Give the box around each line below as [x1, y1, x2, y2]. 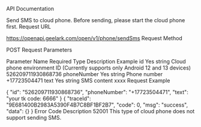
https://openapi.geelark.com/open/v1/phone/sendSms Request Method [6, 35, 183, 41]
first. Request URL [6, 23, 52, 30]
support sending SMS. [6, 114, 62, 121]
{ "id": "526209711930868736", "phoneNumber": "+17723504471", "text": [6, 89, 189, 95]
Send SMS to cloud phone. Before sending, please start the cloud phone [6, 17, 185, 23]
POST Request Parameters [6, 46, 73, 53]
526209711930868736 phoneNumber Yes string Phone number [6, 71, 163, 77]
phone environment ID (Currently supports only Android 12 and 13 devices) [6, 64, 191, 71]
